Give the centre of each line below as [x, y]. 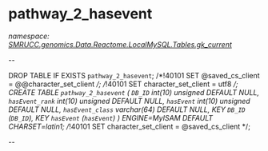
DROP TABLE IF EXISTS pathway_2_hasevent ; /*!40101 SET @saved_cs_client [134, 75]
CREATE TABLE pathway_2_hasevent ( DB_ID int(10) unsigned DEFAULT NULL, [134, 92]
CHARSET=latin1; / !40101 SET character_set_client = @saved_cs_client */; [129, 126]
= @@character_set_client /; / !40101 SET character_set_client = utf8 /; [123, 84]
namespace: [29, 36]
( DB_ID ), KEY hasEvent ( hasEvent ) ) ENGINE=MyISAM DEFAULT [111, 117]
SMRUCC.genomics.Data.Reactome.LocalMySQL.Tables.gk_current [120, 44]
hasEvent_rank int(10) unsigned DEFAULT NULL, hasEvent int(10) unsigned [129, 101]
